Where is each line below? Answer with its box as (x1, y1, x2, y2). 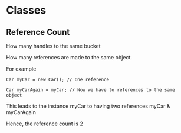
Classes (6, 4, 47, 17)
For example (6, 65, 37, 72)
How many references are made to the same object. (6, 54, 133, 61)
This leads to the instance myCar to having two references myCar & (6, 102, 170, 109)
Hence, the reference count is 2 (6, 120, 84, 127)
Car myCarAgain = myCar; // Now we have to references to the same (6, 87, 176, 93)
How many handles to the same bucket (6, 42, 101, 49)
